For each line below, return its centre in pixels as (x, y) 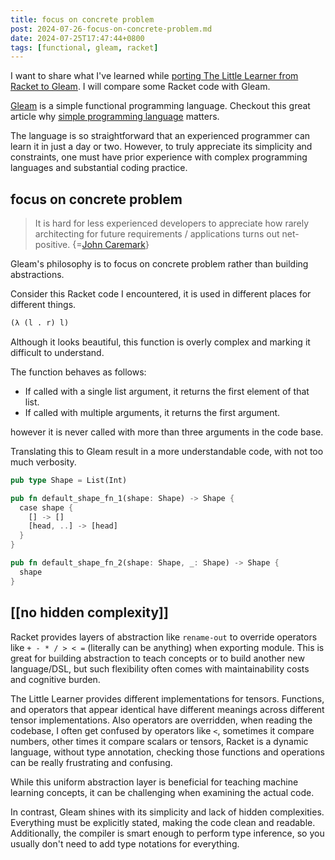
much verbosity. (43, 462)
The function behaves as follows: (78, 372)
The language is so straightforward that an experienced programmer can (160, 136)
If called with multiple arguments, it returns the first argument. (152, 412)
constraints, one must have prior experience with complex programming (159, 157)
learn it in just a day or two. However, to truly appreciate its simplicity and (161, 147)
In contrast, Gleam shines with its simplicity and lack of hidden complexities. (167, 812)
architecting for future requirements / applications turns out (157, 234)
